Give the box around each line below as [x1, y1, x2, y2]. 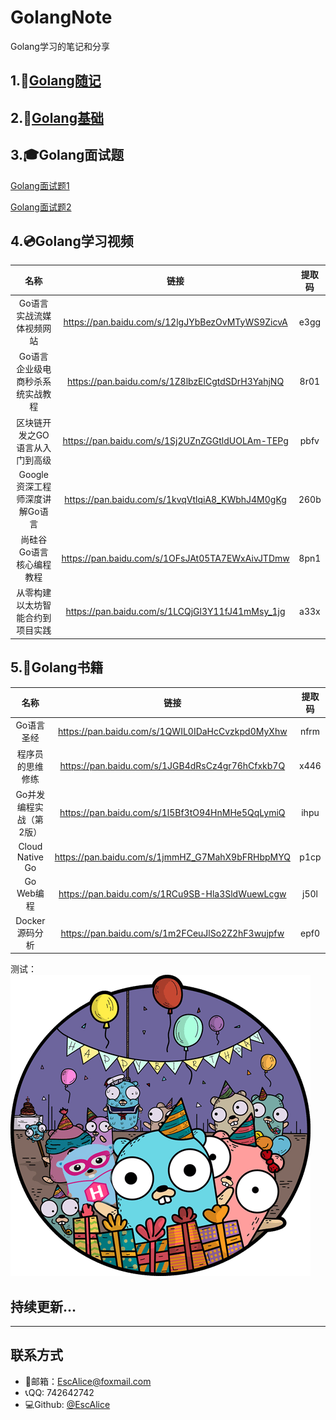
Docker [15, 914, 46, 926]
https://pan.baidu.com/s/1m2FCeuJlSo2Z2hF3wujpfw [60, 927, 285, 939]
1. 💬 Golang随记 [10, 72, 102, 90]
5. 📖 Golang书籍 [10, 659, 104, 676]
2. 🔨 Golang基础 [10, 109, 104, 126]
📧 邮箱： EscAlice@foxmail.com [24, 1375, 152, 1387]
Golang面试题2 [10, 201, 72, 213]
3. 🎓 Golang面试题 [10, 147, 125, 164]
